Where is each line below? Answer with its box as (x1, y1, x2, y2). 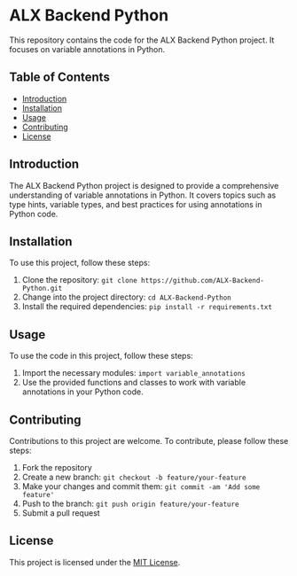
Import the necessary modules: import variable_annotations (21, 368, 246, 378)
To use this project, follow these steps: (9, 258, 151, 269)
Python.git (21, 284, 63, 293)
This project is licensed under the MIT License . (9, 557, 181, 567)
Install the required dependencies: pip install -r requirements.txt (21, 301, 273, 312)
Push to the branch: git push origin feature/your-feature (21, 498, 239, 509)
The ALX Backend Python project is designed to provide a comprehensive (9, 180, 279, 191)
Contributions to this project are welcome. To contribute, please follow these (9, 436, 289, 446)
